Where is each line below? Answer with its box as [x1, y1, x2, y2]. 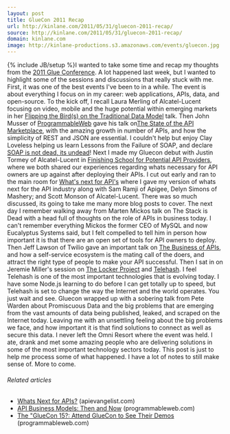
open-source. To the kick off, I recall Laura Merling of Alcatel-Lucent [7, 98, 201, 105]
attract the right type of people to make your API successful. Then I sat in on [7, 258, 223, 266]
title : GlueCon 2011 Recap [7, 16, 84, 23]
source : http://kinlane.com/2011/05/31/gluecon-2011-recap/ [7, 29, 183, 36]
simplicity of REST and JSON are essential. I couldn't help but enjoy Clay [7, 134, 213, 141]
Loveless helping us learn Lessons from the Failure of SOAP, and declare [7, 141, 213, 149]
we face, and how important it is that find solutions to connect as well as [7, 323, 211, 332]
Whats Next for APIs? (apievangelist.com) [16, 397, 135, 405]
